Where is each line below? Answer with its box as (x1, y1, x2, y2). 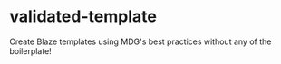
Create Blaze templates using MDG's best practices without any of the (9, 36, 272, 47)
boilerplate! (9, 45, 52, 56)
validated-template (9, 6, 157, 27)
